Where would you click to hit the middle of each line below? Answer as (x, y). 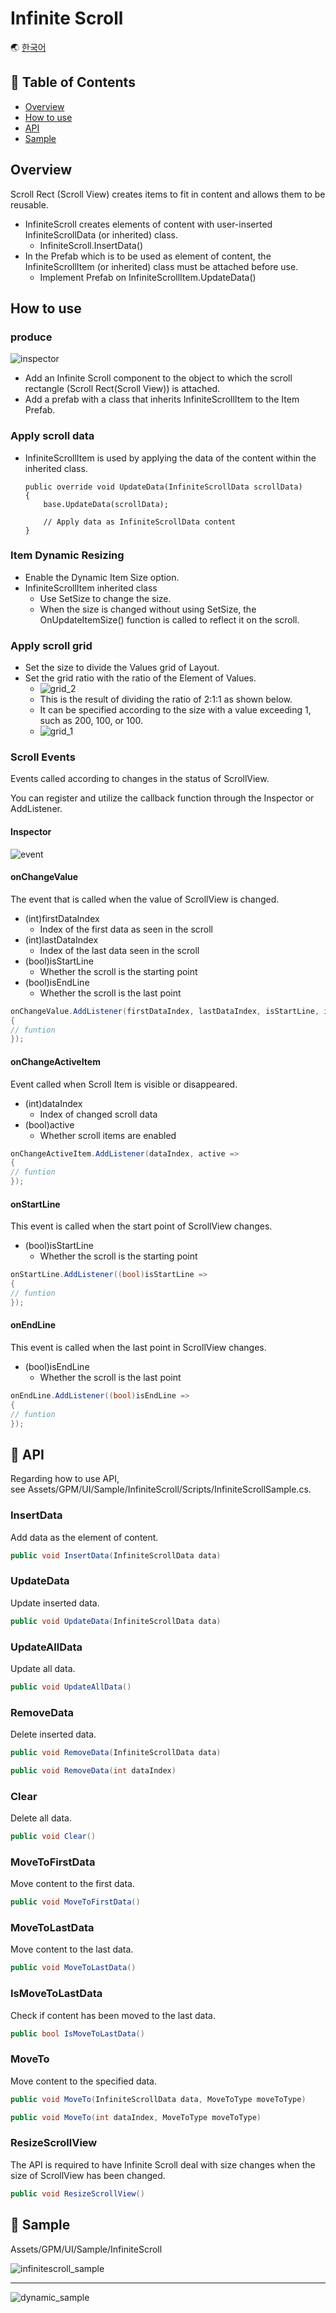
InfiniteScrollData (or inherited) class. (101, 234)
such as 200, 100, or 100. (91, 721)
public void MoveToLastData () (73, 1968)
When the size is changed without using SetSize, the (148, 609)
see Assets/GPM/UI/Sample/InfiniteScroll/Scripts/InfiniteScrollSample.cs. (161, 1489)
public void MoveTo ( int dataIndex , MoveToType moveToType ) (136, 2117)
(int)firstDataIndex (62, 918)
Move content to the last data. (72, 1949)
